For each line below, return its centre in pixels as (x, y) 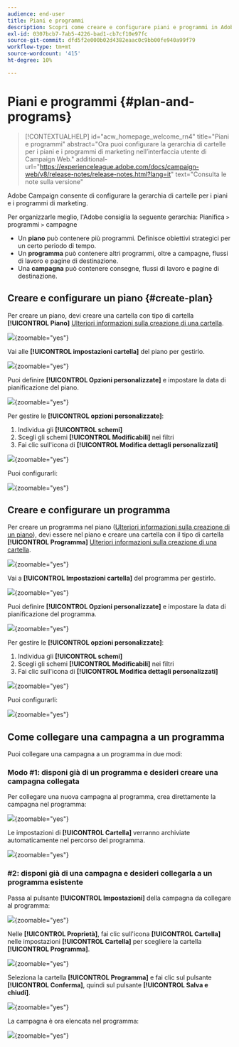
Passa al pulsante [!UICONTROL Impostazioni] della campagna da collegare (119, 898)
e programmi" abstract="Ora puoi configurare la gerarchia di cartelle (125, 144)
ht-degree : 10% (30, 60)
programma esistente (45, 882)
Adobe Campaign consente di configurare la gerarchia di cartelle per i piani (117, 195)
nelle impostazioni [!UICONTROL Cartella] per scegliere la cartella (105, 941)
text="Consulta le (201, 174)
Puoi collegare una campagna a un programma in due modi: (95, 754)
